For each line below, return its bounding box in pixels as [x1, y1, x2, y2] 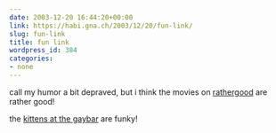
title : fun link [9, 37, 69, 47]
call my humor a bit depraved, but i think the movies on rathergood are [9, 86, 268, 98]
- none [9, 63, 34, 72]
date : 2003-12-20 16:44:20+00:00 [9, 12, 134, 22]
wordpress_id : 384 [9, 46, 77, 55]
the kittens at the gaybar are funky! [9, 113, 138, 124]
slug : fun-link [9, 29, 66, 38]
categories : [9, 54, 53, 63]
